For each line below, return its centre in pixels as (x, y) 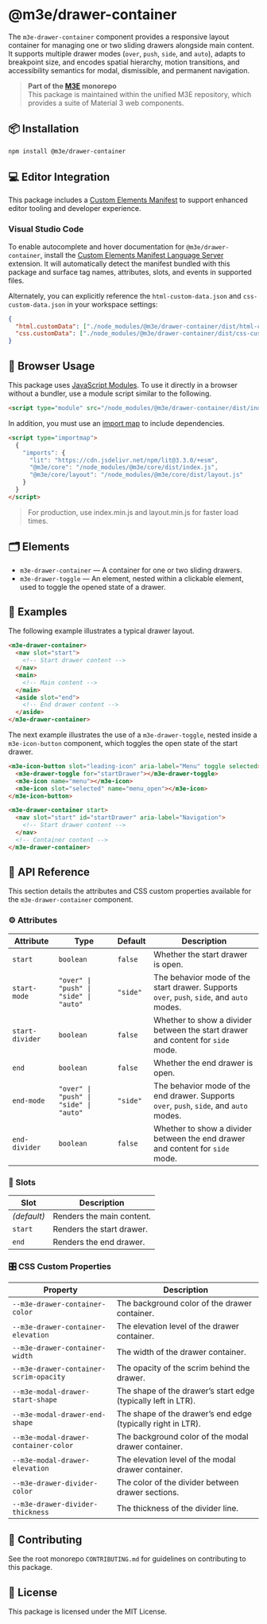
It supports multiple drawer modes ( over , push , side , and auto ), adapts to (127, 53)
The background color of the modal (182, 1437)
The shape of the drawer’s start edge (186, 1391)
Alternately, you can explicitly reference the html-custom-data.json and (125, 295)
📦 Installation (44, 129)
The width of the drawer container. (181, 1353)
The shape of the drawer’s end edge (184, 1414)
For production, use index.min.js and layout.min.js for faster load (133, 512)
